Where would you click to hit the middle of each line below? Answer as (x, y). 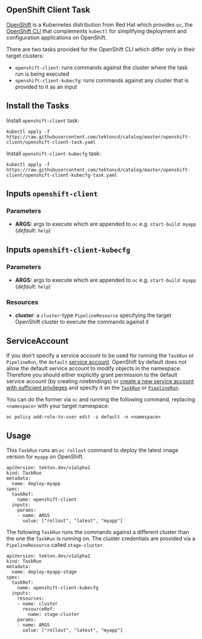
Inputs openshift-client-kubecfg (68, 249)
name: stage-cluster (54, 614)
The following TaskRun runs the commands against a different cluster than (98, 532)
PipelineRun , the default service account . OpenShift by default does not (96, 362)
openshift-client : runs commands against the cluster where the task (101, 67)
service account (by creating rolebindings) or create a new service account (100, 381)
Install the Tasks (38, 106)
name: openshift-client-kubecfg (58, 587)
